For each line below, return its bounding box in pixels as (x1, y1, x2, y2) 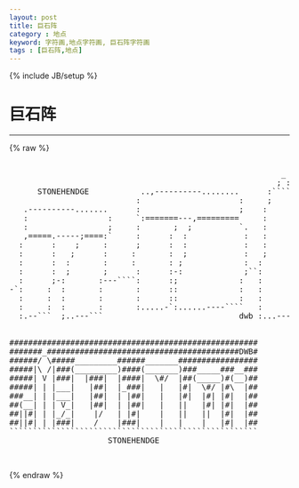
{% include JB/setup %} (9, 70, 98, 81)
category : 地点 (9, 29, 67, 38)
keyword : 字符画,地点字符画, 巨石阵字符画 (9, 37, 150, 47)
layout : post (9, 12, 58, 22)
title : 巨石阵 (9, 21, 58, 30)
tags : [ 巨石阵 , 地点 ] (9, 46, 83, 55)
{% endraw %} (9, 470, 64, 481)
